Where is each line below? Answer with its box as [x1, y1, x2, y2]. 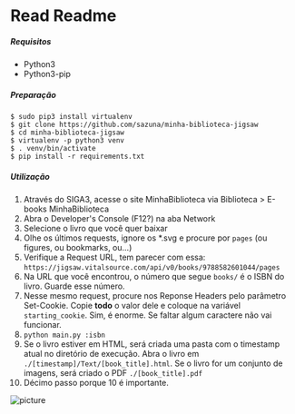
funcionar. [23, 320, 62, 330]
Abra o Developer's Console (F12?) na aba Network [23, 213, 216, 224]
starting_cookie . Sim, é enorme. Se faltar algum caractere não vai [23, 310, 272, 320]
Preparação [10, 89, 57, 100]
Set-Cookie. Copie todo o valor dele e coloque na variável [23, 301, 241, 311]
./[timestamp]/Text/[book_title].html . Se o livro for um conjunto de [23, 358, 283, 369]
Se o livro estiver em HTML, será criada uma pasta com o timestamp [23, 339, 280, 350]
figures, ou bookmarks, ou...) [23, 242, 133, 253]
